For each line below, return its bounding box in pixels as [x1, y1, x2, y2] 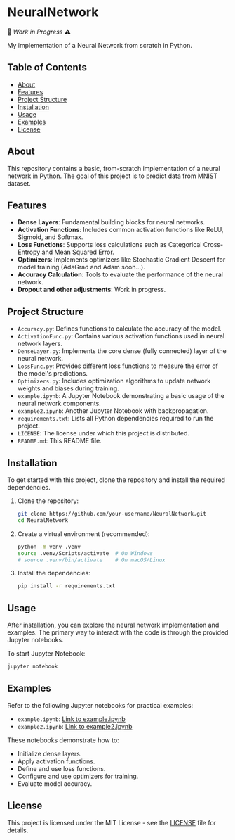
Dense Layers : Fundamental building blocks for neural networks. [17, 218, 206, 227]
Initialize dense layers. [17, 749, 82, 758]
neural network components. [17, 399, 102, 408]
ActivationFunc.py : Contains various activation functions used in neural [17, 332, 225, 341]
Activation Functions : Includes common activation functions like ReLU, [17, 226, 224, 234]
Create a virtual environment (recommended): [17, 529, 150, 538]
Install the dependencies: [17, 569, 91, 578]
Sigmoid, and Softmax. [17, 233, 83, 241]
